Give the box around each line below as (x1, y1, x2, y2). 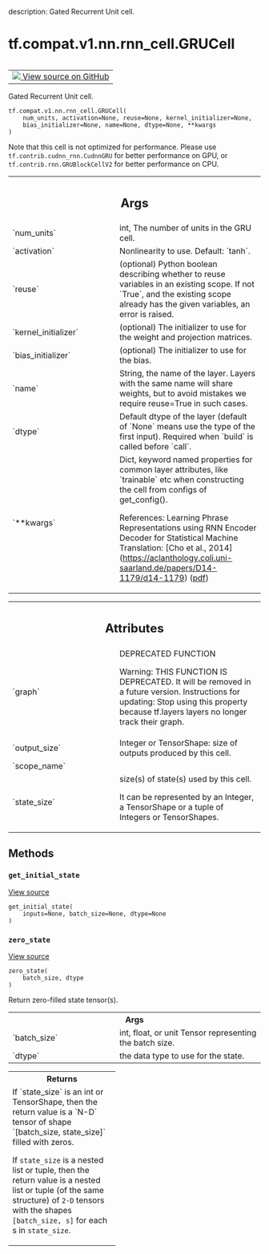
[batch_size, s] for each (12, 1215, 108, 1226)
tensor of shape (12, 1116, 72, 1127)
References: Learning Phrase (119, 513, 229, 524)
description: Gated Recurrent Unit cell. (8, 7, 134, 16)
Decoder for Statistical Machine (119, 533, 239, 544)
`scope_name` (12, 760, 66, 771)
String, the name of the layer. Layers (119, 368, 256, 379)
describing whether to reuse (119, 269, 226, 280)
